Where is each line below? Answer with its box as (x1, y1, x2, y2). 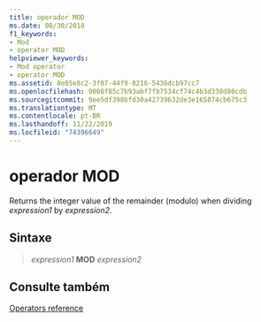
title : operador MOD (9, 12, 86, 22)
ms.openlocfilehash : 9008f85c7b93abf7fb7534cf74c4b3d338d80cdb (9, 87, 248, 96)
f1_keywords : (9, 29, 58, 38)
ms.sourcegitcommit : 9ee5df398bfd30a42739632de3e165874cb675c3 (9, 95, 248, 104)
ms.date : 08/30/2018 (9, 21, 86, 30)
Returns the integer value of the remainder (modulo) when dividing (9, 195, 252, 206)
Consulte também (9, 280, 111, 295)
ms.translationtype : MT (9, 103, 97, 112)
